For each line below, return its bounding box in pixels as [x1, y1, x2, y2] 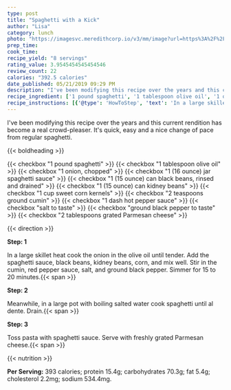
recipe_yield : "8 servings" [7, 55, 88, 62]
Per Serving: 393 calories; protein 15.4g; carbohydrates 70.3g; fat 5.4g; [7, 367, 211, 376]
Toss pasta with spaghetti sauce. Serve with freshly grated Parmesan [7, 333, 204, 341]
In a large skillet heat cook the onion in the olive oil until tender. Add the [7, 250, 210, 259]
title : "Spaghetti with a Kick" [7, 17, 100, 23]
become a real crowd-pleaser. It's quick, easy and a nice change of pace [7, 125, 214, 134]
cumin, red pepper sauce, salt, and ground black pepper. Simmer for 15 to [7, 266, 217, 274]
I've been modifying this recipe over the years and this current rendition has [7, 118, 222, 127]
